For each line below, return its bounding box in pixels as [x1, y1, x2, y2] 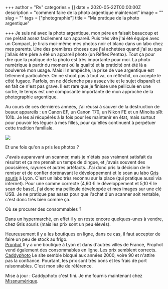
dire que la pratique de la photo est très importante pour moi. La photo [5, 57, 150, 62]
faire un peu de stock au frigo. [5, 236, 68, 242]
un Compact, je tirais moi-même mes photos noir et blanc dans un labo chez [5, 41, 163, 47]
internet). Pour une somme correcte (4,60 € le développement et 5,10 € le [5, 181, 157, 186]
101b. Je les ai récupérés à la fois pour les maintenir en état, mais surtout [5, 114, 155, 120]
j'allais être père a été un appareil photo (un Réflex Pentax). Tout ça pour [5, 51, 155, 57]
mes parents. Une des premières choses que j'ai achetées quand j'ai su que [5, 46, 162, 52]
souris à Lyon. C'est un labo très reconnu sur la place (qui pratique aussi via [5, 175, 162, 181]
